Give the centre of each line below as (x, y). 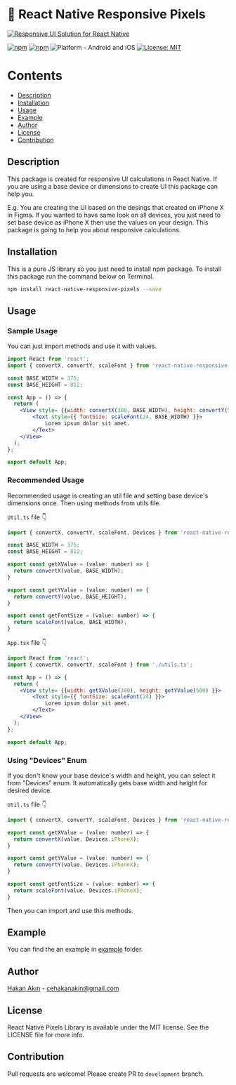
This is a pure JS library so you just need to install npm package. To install (114, 269)
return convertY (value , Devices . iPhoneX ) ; (77, 865)
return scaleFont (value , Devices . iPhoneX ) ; (78, 891)
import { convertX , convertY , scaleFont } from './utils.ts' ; (100, 665)
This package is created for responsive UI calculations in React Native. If (112, 179)
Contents (35, 76)
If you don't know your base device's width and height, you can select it (111, 776)
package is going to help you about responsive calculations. (94, 229)
